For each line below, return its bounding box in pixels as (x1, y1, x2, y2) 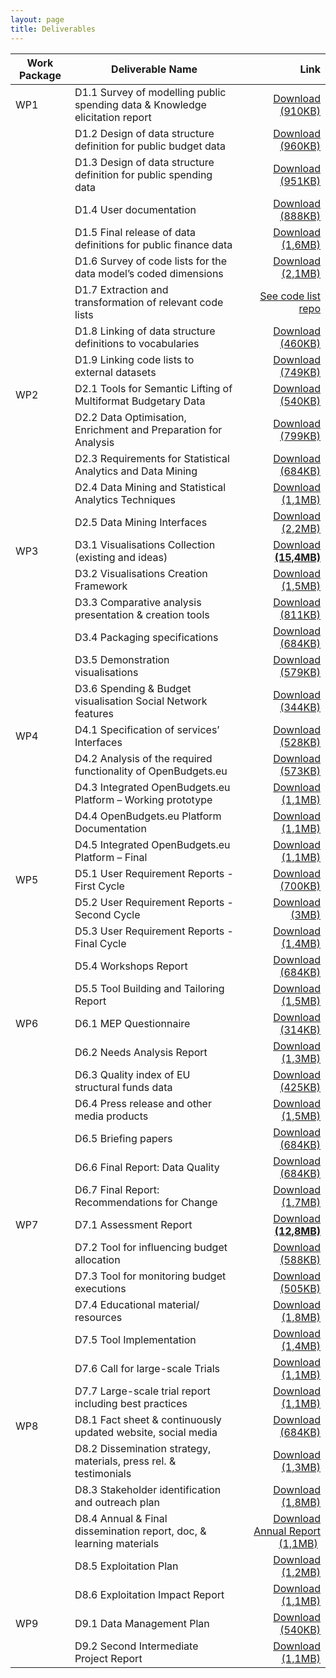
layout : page (10, 14, 65, 25)
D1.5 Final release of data (74, 225, 197, 239)
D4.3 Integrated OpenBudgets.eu (74, 780, 231, 794)
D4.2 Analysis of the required (74, 751, 213, 765)
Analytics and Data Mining (74, 464, 198, 478)
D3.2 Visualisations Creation (74, 566, 208, 580)
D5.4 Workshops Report (74, 959, 188, 973)
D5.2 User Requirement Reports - (74, 895, 234, 909)
